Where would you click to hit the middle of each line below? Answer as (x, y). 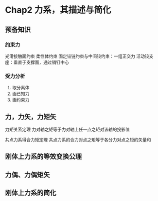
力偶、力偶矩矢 (27, 174)
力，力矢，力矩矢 (31, 117)
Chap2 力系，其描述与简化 (58, 10)
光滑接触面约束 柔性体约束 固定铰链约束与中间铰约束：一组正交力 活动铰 (77, 56)
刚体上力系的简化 (31, 193)
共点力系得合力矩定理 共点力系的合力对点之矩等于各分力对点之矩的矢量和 (78, 140)
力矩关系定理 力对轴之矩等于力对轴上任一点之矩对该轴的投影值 (67, 129)
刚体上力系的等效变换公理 (43, 157)
